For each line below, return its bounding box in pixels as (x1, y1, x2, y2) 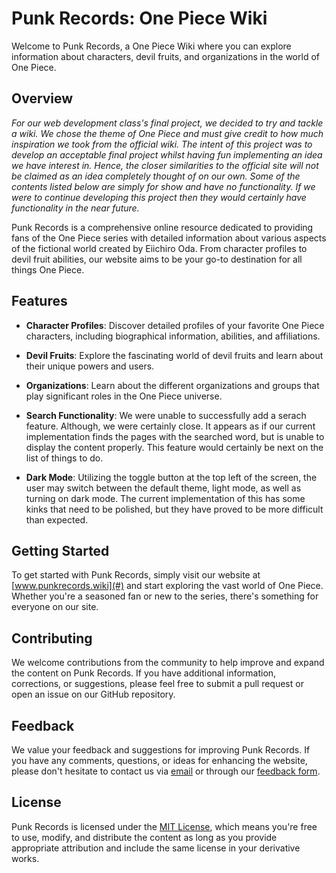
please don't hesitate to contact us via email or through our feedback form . (11, 765, 321, 777)
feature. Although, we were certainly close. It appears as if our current (25, 420, 316, 432)
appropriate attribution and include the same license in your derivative (11, 842, 301, 854)
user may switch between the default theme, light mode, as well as (25, 482, 302, 494)
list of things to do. (25, 452, 104, 464)
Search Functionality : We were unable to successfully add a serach (25, 409, 307, 421)
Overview (11, 90, 74, 107)
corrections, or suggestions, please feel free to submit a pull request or (11, 678, 304, 690)
